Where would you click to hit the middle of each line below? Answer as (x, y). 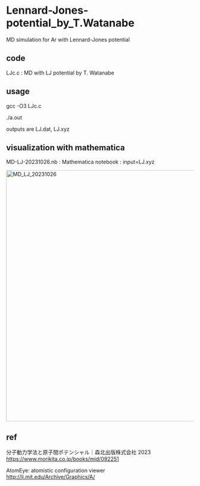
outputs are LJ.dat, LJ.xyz (38, 129)
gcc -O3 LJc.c (24, 106)
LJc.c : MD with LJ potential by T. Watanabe (60, 73)
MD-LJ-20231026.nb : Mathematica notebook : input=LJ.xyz (80, 162)
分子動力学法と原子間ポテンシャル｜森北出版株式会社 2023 (79, 452)
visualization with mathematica (65, 148)
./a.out (14, 117)
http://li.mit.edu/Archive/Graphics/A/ (51, 477)
